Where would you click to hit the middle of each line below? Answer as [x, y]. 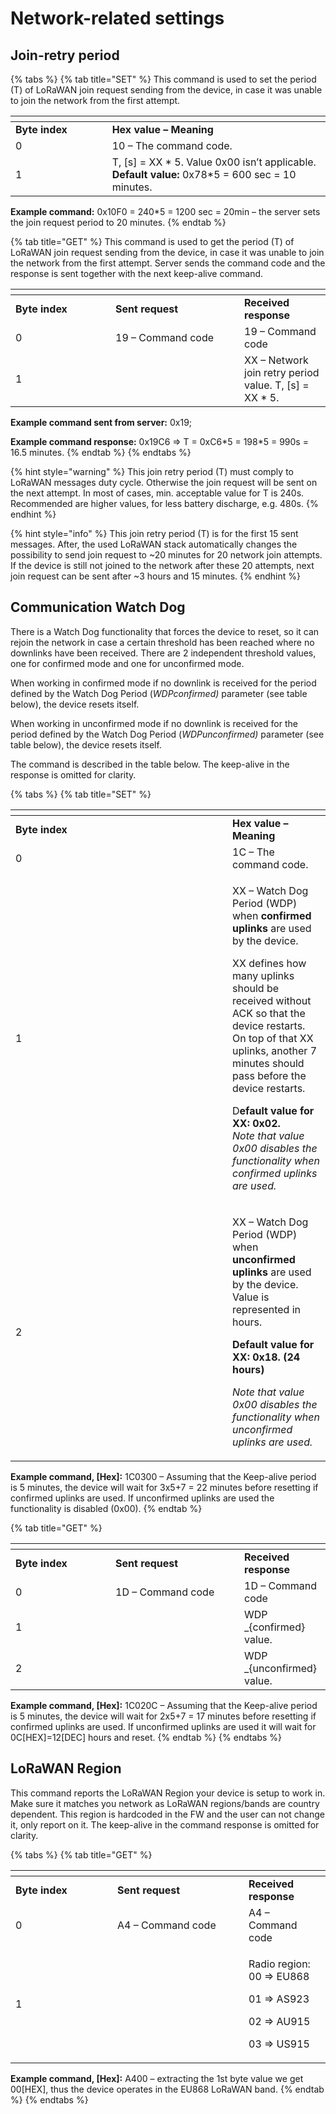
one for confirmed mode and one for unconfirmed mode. [127, 663]
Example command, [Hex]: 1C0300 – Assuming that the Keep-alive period [163, 1476]
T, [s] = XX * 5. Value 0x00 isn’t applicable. [214, 162]
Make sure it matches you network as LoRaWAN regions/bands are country [165, 1803]
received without [272, 1000]
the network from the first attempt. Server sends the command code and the [168, 263]
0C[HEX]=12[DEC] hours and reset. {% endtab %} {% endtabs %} [146, 1737]
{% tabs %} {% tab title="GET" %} [81, 1854]
